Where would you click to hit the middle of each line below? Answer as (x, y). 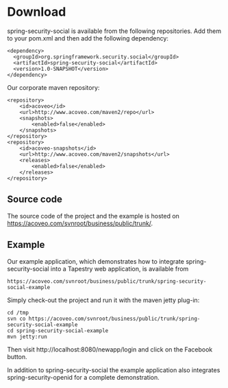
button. (17, 356)
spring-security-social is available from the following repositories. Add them (114, 31)
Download (37, 12)
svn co (16, 319)
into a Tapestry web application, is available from (119, 269)
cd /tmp (18, 312)
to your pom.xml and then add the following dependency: (88, 38)
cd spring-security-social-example (58, 330)
